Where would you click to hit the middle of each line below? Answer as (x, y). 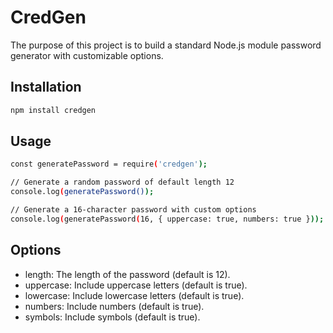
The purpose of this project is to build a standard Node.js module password (166, 45)
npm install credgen (53, 110)
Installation (46, 87)
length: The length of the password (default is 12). (127, 274)
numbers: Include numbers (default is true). (114, 306)
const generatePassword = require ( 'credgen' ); (109, 164)
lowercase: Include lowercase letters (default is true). (134, 295)
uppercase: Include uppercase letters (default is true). (136, 285)
